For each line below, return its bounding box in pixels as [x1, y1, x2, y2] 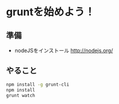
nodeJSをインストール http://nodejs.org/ [14, 47, 113, 54]
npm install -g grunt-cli [6, 81, 69, 88]
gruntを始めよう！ [6, 5, 96, 19]
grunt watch [6, 92, 35, 98]
